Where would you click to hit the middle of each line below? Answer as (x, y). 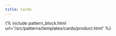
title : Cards (18, 9)
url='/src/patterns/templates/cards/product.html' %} (58, 28)
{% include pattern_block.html (36, 23)
